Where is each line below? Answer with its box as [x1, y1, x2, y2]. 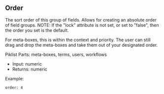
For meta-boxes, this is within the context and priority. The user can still [5, 37, 151, 43]
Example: [5, 75, 24, 81]
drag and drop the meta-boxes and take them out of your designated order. [5, 42, 158, 48]
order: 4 [5, 85, 23, 90]
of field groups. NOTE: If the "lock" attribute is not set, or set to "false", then [5, 22, 159, 28]
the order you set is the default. [5, 27, 69, 33]
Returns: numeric [12, 66, 48, 72]
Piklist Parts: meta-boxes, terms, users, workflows [5, 51, 107, 57]
